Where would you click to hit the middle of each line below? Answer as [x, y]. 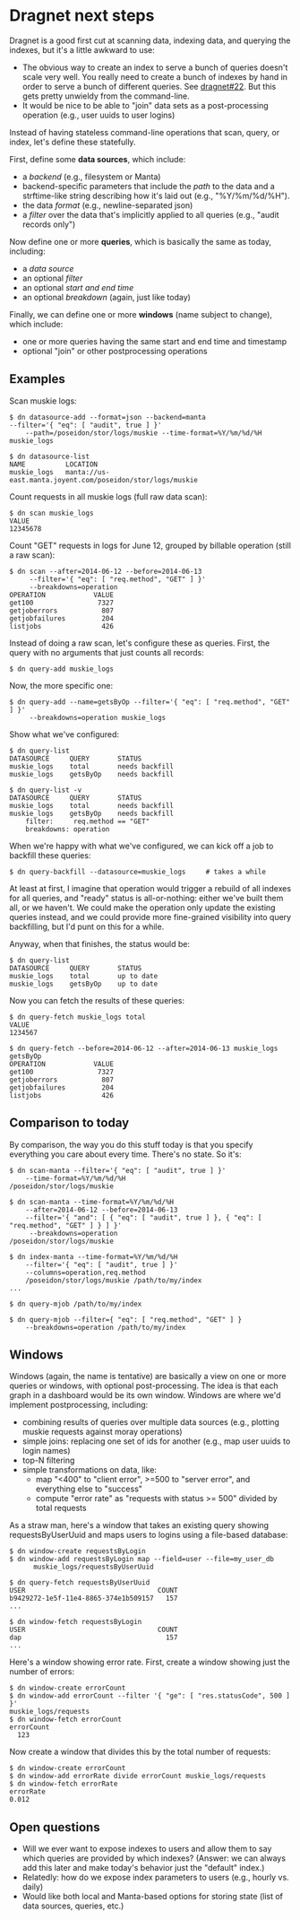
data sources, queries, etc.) [73, 1906]
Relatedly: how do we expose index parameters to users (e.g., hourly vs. [155, 1877]
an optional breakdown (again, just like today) [106, 297]
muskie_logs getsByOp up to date [84, 984]
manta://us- [88, 472]
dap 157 [94, 1638]
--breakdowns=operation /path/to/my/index [106, 1327]
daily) [33, 1887]
